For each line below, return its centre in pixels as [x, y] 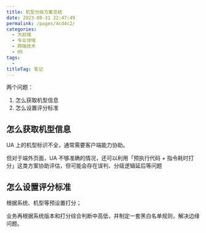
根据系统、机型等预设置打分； [44, 203]
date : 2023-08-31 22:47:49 [41, 18]
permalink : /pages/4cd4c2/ [41, 23]
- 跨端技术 [24, 47]
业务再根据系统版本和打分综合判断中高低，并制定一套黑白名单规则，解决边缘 [103, 216]
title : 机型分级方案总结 [34, 12]
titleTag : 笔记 [25, 69]
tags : [13, 58]
